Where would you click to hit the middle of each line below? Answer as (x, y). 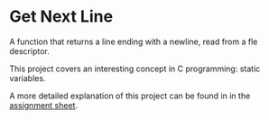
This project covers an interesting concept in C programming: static (135, 69)
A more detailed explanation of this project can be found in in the (130, 96)
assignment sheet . (44, 105)
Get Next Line (61, 17)
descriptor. (29, 51)
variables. (28, 78)
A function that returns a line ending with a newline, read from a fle (134, 42)
